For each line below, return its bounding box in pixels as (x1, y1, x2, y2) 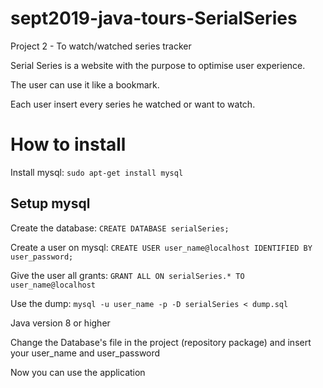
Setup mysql (10, 195, 91, 212)
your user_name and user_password (10, 347, 161, 359)
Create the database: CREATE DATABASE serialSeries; (10, 222, 230, 234)
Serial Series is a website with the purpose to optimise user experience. (10, 59, 306, 71)
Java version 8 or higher (10, 317, 111, 329)
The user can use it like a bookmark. (10, 78, 160, 91)
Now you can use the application (10, 366, 146, 378)
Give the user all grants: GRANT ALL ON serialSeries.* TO (10, 269, 245, 281)
